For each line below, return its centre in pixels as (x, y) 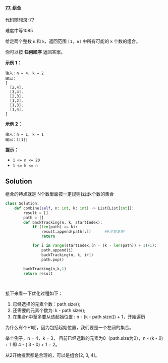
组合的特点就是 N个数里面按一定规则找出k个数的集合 (60, 194)
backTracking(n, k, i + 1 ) (67, 255)
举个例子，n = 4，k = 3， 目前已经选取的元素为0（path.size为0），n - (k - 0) (84, 338)
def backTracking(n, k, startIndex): (63, 222)
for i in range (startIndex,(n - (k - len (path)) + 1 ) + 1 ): (94, 246)
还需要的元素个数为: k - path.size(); (49, 310)
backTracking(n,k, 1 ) (45, 269)
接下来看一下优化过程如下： (34, 293)
